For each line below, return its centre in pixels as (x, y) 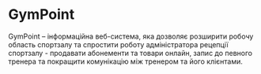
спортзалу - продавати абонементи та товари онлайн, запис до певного (130, 53)
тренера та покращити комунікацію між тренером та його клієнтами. (126, 61)
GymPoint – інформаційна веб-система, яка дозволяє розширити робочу (131, 36)
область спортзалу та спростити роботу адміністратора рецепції (118, 44)
